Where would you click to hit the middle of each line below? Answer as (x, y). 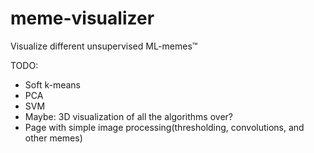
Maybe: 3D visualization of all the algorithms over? (129, 116)
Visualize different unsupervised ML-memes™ (104, 46)
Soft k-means (52, 84)
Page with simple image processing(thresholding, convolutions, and (164, 127)
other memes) (53, 138)
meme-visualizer (82, 18)
